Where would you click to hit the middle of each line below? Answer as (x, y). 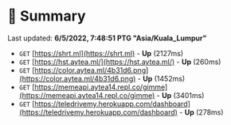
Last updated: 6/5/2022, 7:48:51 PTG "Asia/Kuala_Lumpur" (107, 38)
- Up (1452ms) (161, 78)
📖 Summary (47, 16)
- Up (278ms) (202, 112)
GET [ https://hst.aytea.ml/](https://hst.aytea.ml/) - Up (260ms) (120, 62)
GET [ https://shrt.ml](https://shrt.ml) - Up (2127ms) (101, 53)
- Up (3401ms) (180, 95)
